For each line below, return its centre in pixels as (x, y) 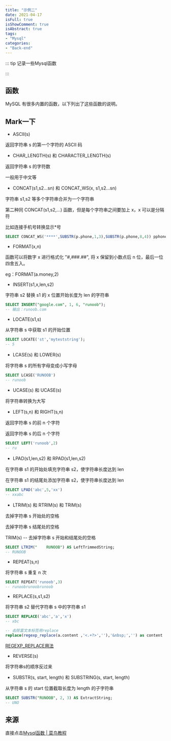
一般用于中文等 (21, 177)
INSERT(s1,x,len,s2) (33, 284)
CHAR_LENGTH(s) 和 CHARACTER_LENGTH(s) (62, 156)
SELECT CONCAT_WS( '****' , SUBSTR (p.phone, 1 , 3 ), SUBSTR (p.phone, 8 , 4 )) (78, 237)
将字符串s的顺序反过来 (29, 666)
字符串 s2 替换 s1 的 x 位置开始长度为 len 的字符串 (57, 295)
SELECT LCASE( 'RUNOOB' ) (31, 375)
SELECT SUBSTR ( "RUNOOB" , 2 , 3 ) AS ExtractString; (59, 698)
